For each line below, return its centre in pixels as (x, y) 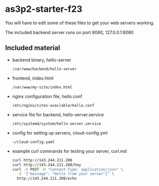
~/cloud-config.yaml (33, 142)
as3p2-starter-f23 (44, 9)
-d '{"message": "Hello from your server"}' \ (66, 174)
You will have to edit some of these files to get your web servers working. (80, 23)
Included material (33, 48)
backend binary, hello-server (42, 60)
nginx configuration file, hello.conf (47, 96)
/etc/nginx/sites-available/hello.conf (53, 105)
